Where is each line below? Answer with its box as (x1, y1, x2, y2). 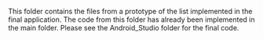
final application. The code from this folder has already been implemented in (8, 15, 255, 24)
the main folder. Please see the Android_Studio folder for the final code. (8, 23, 239, 32)
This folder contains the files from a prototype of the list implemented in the (8, 7, 253, 16)
